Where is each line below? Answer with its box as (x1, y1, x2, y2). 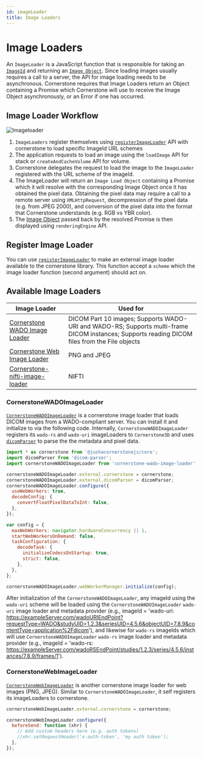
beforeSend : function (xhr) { (11, 722, 88, 728)
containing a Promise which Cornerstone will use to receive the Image (6, 86, 181, 94)
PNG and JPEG (68, 351, 111, 359)
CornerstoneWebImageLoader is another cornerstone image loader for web (6, 681, 187, 688)
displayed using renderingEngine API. (14, 222, 108, 229)
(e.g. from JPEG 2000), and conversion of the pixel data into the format (14, 203, 193, 210)
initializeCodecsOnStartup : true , (22, 550, 110, 556)
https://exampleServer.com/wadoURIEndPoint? (6, 614, 124, 621)
